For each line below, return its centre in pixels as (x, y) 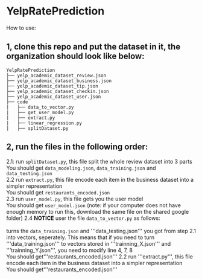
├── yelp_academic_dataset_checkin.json (58, 91)
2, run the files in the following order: (77, 147)
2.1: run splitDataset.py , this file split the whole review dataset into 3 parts (99, 161)
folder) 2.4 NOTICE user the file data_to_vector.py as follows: (84, 218)
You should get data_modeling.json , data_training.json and (81, 168)
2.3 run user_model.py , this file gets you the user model (75, 199)
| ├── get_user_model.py (40, 112)
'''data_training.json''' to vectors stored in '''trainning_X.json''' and (88, 243)
